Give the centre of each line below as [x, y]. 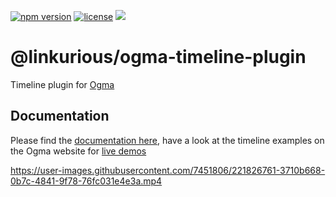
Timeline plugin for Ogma [62, 84]
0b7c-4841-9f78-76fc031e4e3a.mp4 [86, 181]
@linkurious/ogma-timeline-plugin [158, 57]
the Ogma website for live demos [78, 151]
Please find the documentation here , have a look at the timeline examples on [167, 140]
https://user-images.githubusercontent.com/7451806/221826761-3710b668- [168, 170]
